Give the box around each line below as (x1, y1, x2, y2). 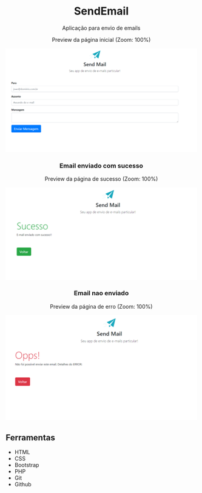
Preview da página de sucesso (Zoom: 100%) (44, 175, 158, 183)
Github (14, 481, 32, 488)
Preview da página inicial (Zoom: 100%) (52, 36, 151, 43)
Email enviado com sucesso (59, 162, 144, 170)
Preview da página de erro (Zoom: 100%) (50, 303, 153, 310)
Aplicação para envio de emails (62, 24, 141, 32)
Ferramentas (5, 432, 55, 443)
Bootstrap (14, 461, 39, 469)
